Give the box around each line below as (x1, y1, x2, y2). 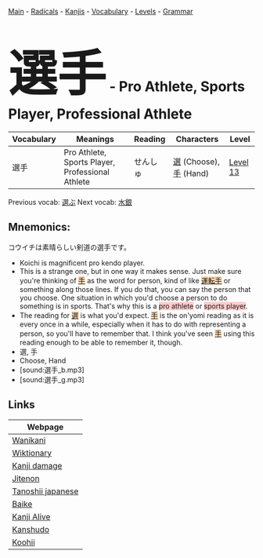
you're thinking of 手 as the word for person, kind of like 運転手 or (19, 275, 231, 285)
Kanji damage (12, 460, 63, 471)
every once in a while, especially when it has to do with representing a (19, 319, 247, 329)
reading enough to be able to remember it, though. (19, 337, 183, 347)
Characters (175, 133, 219, 144)
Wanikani (12, 435, 46, 446)
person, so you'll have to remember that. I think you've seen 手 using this (19, 329, 255, 338)
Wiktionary (12, 447, 52, 458)
